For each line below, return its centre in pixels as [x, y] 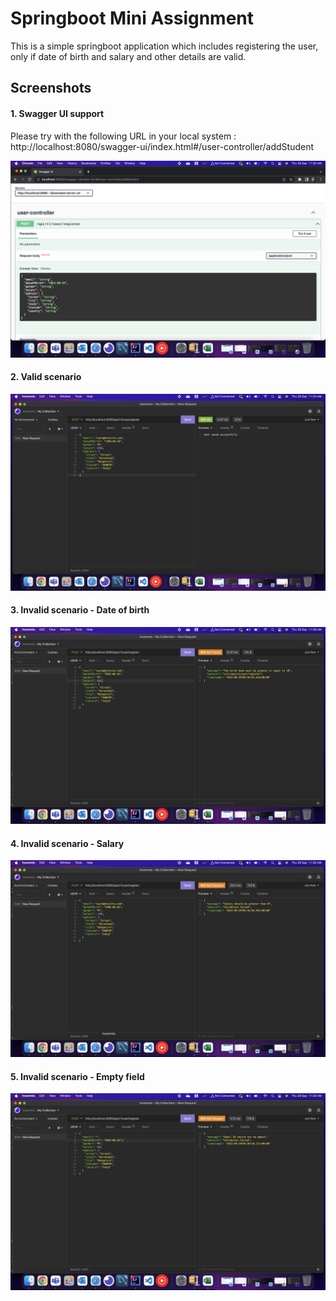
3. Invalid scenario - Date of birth [80, 610]
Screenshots [51, 88]
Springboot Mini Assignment [132, 18]
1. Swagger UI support [57, 113]
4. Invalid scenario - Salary [67, 843]
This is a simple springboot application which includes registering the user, [164, 46]
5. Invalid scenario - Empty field [77, 1076]
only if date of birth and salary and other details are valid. [128, 56]
